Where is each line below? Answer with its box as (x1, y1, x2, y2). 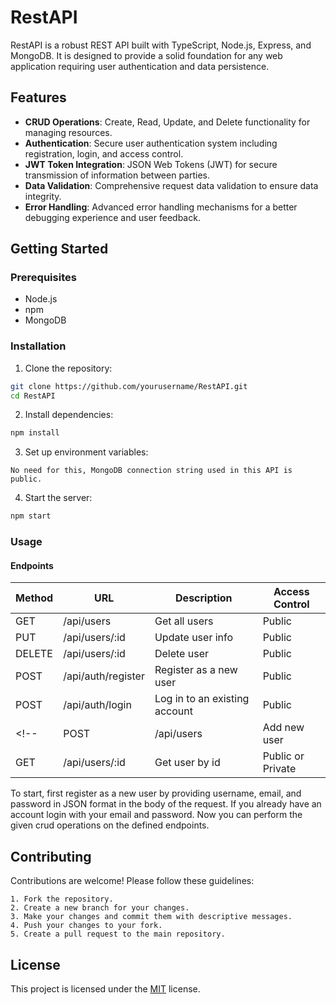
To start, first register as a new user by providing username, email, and (10, 787, 302, 800)
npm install (10, 428, 60, 438)
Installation (10, 339, 67, 353)
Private (262, 762, 297, 776)
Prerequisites (10, 271, 77, 285)
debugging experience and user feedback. (24, 211, 201, 223)
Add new (262, 721, 305, 735)
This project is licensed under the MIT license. (10, 982, 201, 995)
